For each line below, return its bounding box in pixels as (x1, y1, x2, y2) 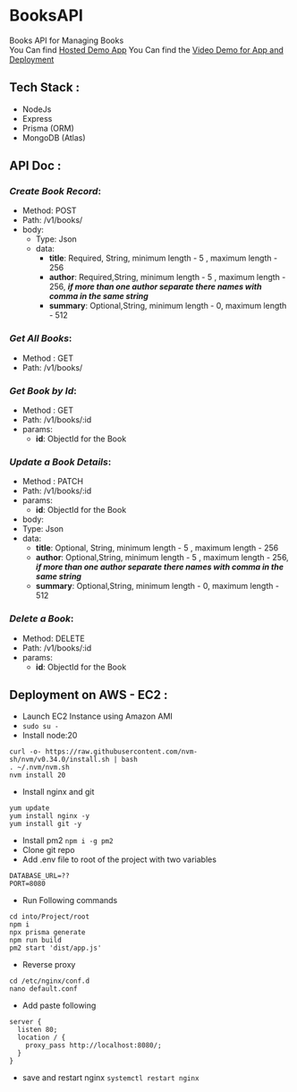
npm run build (9, 936, 63, 945)
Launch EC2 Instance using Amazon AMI (21, 711, 173, 721)
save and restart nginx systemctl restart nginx (21, 1072, 199, 1083)
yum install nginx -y (9, 812, 90, 821)
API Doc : (9, 158, 62, 174)
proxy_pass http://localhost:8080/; (25, 1041, 163, 1050)
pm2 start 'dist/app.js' (9, 943, 102, 953)
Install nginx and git (21, 787, 95, 798)
